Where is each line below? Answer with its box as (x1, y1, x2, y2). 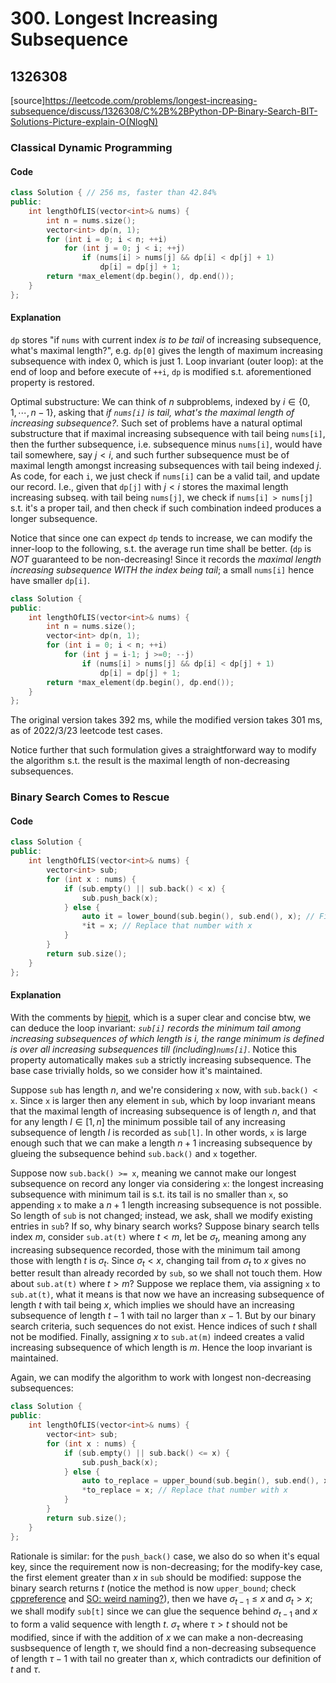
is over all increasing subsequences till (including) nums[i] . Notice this (10, 1043, 298, 1055)
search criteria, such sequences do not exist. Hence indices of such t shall (10, 1320, 318, 1332)
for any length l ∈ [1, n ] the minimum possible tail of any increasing (10, 1115, 286, 1127)
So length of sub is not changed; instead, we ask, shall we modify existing (10, 1209, 313, 1221)
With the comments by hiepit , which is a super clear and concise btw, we (10, 1011, 312, 1023)
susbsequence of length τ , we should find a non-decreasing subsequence (10, 1642, 317, 1654)
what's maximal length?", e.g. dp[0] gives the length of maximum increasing (10, 344, 323, 356)
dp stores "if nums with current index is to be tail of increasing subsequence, (10, 333, 322, 346)
